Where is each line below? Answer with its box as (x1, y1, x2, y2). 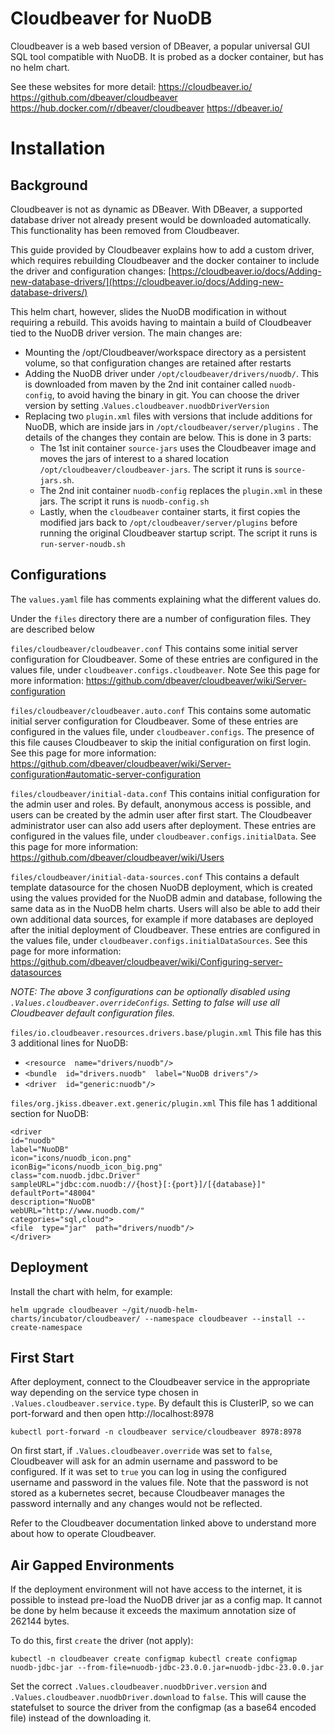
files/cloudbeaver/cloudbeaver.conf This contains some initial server (10, 642, 298, 654)
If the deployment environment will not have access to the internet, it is (10, 1583, 303, 1596)
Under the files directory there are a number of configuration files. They (10, 612, 312, 624)
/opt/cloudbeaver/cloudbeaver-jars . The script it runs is (39, 463, 273, 475)
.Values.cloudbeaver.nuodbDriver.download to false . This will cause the (10, 1691, 307, 1703)
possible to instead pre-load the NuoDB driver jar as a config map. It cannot (10, 1594, 323, 1606)
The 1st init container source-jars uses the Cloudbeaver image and (39, 442, 317, 454)
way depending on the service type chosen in (10, 1387, 199, 1399)
